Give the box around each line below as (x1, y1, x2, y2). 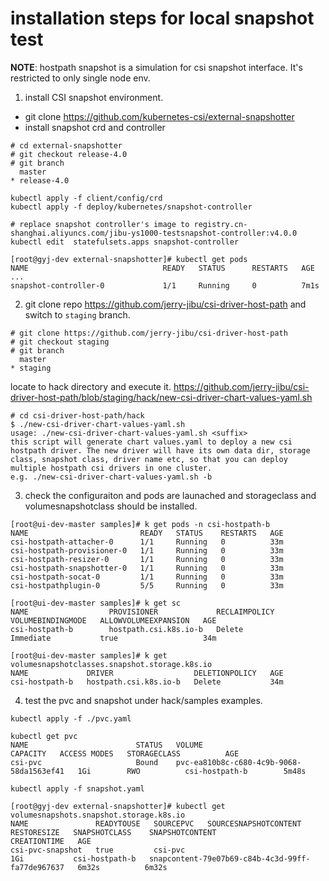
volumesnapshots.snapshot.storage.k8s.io (10, 810, 186, 820)
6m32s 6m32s (77, 862, 168, 872)
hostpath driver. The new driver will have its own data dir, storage (10, 445, 311, 456)
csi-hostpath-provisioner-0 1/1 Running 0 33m (10, 545, 284, 556)
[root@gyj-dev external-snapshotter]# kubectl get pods (10, 254, 248, 264)
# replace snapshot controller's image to (10, 219, 190, 229)
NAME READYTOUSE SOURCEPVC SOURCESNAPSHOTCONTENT (10, 818, 302, 829)
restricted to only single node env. (10, 72, 151, 84)
